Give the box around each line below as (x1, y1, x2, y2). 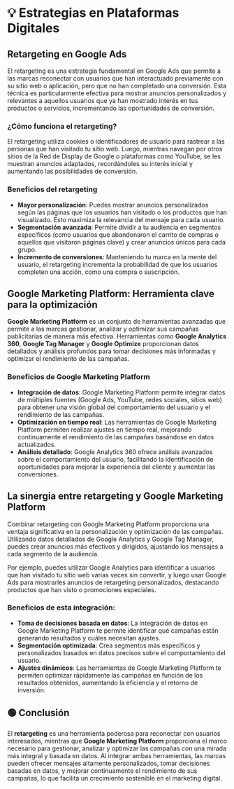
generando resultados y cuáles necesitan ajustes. (17, 633, 161, 642)
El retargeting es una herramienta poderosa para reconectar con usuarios (7, 729, 221, 737)
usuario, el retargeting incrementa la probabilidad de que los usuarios (17, 260, 218, 268)
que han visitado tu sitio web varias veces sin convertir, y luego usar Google (7, 570, 227, 579)
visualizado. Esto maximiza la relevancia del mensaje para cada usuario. (17, 215, 226, 224)
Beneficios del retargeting (7, 184, 98, 194)
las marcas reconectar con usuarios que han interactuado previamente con (7, 74, 224, 82)
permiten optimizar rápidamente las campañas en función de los (17, 671, 203, 679)
